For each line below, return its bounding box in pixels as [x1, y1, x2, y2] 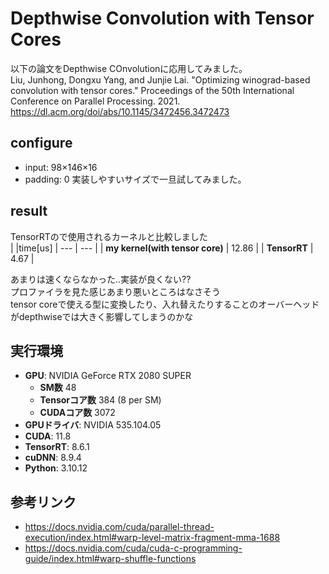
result [10, 203, 48, 220]
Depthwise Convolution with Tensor [10, 7, 315, 30]
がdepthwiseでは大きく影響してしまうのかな [10, 310, 194, 322]
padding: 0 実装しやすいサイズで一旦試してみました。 [24, 173, 247, 185]
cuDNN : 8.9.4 [24, 452, 82, 464]
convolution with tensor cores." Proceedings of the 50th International [10, 84, 295, 96]
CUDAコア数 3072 [39, 407, 116, 419]
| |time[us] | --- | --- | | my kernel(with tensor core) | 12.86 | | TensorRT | [10, 242, 314, 254]
